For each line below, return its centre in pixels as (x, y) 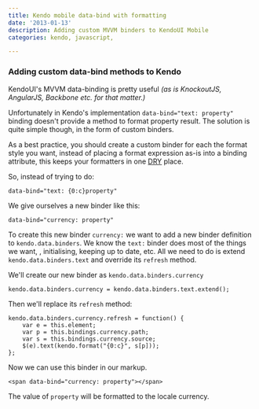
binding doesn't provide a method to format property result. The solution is (129, 121)
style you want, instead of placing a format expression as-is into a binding (128, 153)
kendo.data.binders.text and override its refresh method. (102, 260)
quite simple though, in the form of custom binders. (91, 129)
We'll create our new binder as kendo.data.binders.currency (106, 275)
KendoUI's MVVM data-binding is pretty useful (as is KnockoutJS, (115, 89)
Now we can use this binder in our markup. (78, 367)
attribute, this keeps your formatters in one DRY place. (96, 161)
